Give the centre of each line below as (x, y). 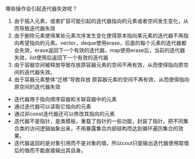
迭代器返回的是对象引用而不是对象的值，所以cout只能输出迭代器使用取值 (102, 143)
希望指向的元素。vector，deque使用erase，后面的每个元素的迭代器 (100, 43)
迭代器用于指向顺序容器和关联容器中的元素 (65, 99)
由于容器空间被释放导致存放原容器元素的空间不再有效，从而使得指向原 (99, 65)
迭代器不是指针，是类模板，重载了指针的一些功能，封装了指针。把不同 (99, 121)
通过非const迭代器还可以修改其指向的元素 (64, 114)
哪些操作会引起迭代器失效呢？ (41, 8)
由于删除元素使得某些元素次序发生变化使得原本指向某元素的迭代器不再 (99, 36)
